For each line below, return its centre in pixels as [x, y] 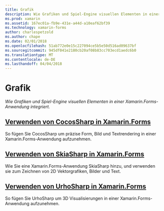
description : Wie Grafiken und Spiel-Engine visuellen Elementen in [76, 14]
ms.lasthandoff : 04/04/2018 [34, 64]
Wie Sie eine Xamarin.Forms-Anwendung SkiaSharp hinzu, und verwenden [80, 166]
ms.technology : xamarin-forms [36, 28]
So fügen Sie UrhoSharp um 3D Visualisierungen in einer [62, 198]
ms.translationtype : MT [29, 55]
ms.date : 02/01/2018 [26, 41]
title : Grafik [20, 10]
